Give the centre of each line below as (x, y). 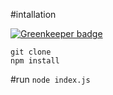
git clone (31, 52)
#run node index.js (50, 79)
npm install (35, 61)
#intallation (33, 14)
